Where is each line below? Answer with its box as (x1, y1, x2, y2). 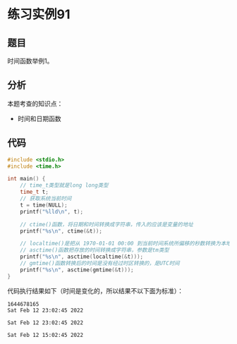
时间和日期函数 (17, 114, 61, 123)
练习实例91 (7, 6, 71, 23)
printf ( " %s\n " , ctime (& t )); (20, 227, 102, 235)
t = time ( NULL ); (20, 202, 68, 209)
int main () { (7, 176, 46, 183)
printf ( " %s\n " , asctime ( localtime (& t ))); (20, 253, 143, 261)
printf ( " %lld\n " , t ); (20, 208, 83, 215)
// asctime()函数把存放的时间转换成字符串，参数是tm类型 (20, 247, 169, 254)
